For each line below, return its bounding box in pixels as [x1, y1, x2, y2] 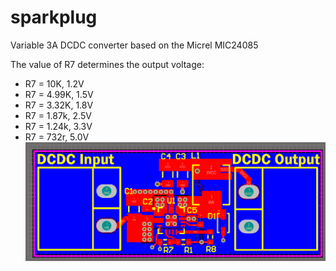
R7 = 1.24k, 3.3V [24, 120, 93, 132]
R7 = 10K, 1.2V [24, 77, 85, 90]
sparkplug [10, 6, 98, 29]
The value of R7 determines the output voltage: [10, 58, 205, 70]
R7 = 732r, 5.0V [24, 131, 90, 143]
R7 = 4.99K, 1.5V [24, 88, 94, 100]
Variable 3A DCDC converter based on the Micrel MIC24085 [10, 39, 259, 51]
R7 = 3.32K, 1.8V [24, 99, 94, 111]
